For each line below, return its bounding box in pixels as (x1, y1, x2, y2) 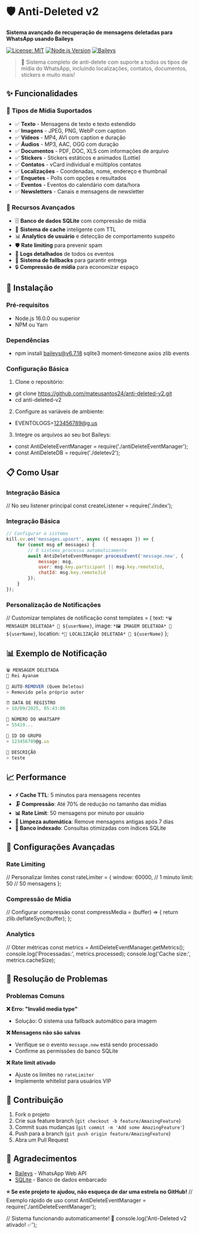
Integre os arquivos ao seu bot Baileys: (14, 431, 111, 438)
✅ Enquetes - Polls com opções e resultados (14, 174, 127, 181)
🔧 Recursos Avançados (6, 203, 75, 211)
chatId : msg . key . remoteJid (38, 570, 106, 576)
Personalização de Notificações (6, 600, 101, 609)
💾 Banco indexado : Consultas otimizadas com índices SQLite (14, 824, 167, 832)
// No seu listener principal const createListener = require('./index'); (6, 502, 173, 509)
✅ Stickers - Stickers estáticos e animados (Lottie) (14, 154, 141, 161)
